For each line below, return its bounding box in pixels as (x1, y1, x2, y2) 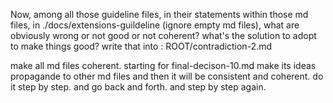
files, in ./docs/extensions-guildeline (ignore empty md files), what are (10, 19, 300, 31)
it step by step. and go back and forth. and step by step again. (10, 81, 267, 93)
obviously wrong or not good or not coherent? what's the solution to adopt (10, 30, 317, 41)
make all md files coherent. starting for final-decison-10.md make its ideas (10, 60, 317, 71)
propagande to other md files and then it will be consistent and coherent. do (10, 70, 324, 82)
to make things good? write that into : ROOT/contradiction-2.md (10, 40, 273, 52)
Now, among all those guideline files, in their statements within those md (10, 9, 309, 20)
